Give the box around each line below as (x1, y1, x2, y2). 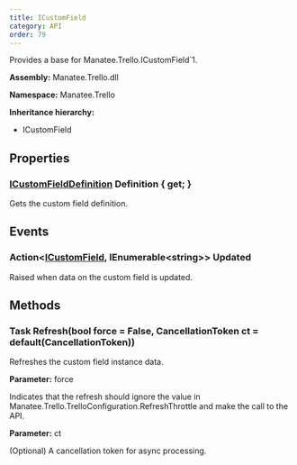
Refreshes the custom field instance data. (9, 357, 164, 368)
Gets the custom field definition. (9, 198, 129, 209)
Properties (9, 150, 70, 166)
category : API (9, 22, 63, 31)
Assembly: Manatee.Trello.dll (9, 72, 119, 83)
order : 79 (9, 30, 47, 39)
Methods (9, 298, 61, 314)
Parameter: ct (9, 428, 61, 439)
